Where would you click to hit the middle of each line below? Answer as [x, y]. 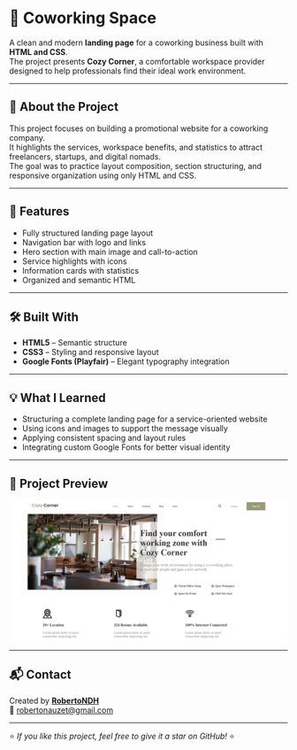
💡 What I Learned [57, 398]
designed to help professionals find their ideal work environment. [128, 71]
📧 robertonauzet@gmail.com [61, 710]
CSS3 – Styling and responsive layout [90, 352]
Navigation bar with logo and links [84, 242]
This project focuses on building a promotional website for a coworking [139, 128]
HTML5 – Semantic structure [75, 343]
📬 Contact [40, 675]
